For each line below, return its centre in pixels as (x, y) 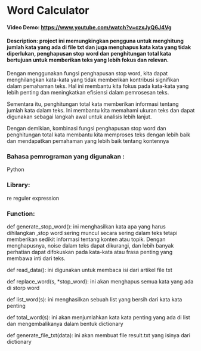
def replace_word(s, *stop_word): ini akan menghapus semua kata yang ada (100, 281)
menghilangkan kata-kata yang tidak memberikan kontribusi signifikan (93, 80)
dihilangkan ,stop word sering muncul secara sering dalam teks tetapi (92, 233)
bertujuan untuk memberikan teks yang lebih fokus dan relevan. (88, 60)
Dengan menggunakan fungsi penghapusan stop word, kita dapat (87, 73)
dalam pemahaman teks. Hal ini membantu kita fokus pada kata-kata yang (98, 86)
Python (16, 170)
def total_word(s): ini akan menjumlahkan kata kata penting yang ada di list (98, 317)
